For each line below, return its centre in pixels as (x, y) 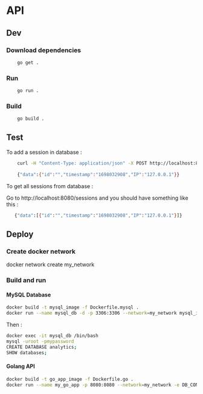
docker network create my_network (50, 264)
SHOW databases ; (27, 353)
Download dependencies (44, 50)
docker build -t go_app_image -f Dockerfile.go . (70, 379)
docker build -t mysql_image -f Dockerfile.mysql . (72, 307)
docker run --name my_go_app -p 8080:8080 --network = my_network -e (93, 385)
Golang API (21, 366)
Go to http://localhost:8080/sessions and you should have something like (97, 198)
